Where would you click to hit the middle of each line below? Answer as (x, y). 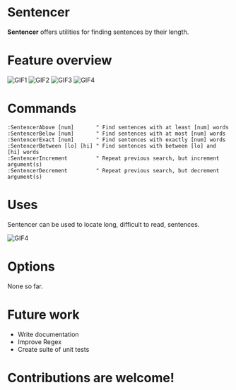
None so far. (25, 286)
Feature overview (60, 60)
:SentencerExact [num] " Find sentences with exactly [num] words (117, 140)
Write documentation (48, 334)
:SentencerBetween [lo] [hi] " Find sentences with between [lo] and (112, 146)
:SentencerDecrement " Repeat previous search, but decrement (113, 170)
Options (31, 266)
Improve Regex (40, 342)
